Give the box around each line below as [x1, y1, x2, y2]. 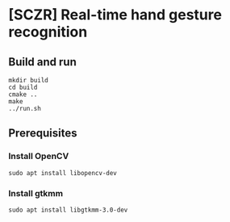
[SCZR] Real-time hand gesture [8, 6, 222, 24]
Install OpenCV [8, 151, 69, 162]
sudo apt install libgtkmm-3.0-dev [8, 206, 128, 214]
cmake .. [8, 90, 38, 98]
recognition [8, 23, 88, 41]
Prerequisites [8, 127, 77, 140]
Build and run [8, 55, 77, 69]
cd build [8, 83, 38, 91]
